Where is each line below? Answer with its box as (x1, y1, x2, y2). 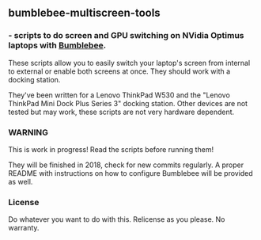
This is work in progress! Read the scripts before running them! (8, 144, 214, 154)
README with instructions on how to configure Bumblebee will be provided (8, 168, 253, 177)
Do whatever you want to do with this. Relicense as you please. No (8, 215, 225, 224)
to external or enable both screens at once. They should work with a (8, 67, 231, 76)
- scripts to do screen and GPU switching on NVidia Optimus (8, 30, 244, 41)
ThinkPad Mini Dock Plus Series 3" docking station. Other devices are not (8, 98, 248, 108)
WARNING (8, 127, 49, 138)
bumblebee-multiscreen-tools (8, 6, 161, 20)
